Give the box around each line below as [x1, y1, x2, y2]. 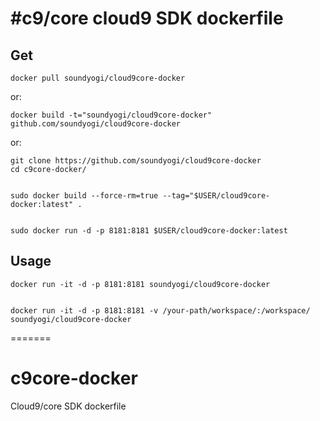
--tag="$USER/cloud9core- [162, 191, 271, 201]
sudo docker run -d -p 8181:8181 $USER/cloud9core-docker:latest [10, 226, 288, 236]
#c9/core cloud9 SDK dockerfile [10, 7, 284, 30]
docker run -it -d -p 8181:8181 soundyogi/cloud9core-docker [10, 279, 271, 289]
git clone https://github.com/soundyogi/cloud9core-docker [10, 156, 262, 166]
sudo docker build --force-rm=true [10, 191, 159, 201]
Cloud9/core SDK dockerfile [10, 400, 127, 412]
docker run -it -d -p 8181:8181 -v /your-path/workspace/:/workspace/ [10, 305, 311, 316]
